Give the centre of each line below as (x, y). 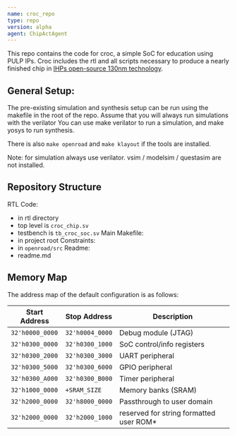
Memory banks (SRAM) (158, 390)
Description (173, 316)
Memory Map (37, 278)
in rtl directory (38, 218)
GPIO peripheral (146, 367)
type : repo (23, 20)
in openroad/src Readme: (54, 248)
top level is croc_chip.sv (53, 225)
